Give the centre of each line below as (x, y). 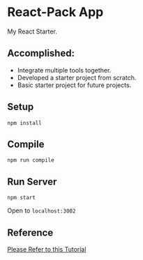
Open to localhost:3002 (42, 211)
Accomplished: (41, 53)
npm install (24, 123)
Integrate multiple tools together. (64, 70)
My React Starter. (32, 31)
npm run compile (31, 160)
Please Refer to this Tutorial (47, 249)
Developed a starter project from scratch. (77, 77)
